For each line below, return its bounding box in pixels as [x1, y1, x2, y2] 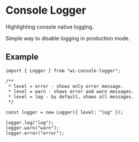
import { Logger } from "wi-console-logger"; [5, 68, 121, 74]
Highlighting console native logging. [5, 23, 94, 30]
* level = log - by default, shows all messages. [8, 93, 134, 100]
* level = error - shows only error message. [8, 83, 123, 89]
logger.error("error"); [5, 130, 65, 136]
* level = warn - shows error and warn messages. [8, 89, 134, 94]
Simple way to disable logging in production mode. [5, 34, 131, 42]
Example [5, 52, 39, 62]
